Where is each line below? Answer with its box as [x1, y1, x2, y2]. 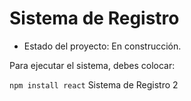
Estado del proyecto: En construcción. [23, 40, 182, 52]
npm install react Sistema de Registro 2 [9, 78, 179, 91]
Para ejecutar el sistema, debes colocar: [9, 59, 176, 71]
